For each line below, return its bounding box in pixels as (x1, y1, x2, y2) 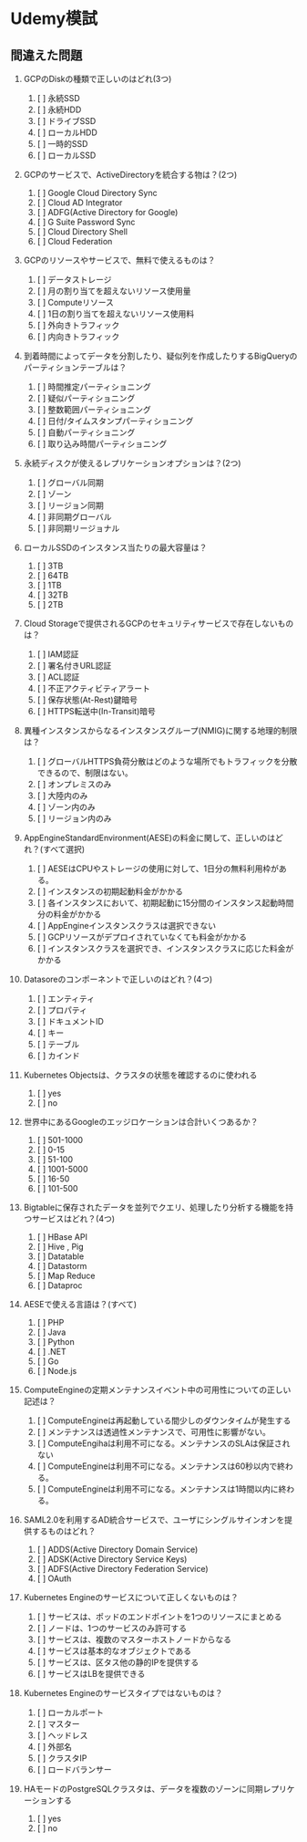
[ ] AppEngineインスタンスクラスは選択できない (36, 921, 217, 931)
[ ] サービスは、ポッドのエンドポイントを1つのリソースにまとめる (36, 1611, 282, 1622)
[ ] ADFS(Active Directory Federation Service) (36, 1564, 209, 1574)
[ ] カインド (36, 1050, 80, 1061)
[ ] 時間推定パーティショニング (36, 381, 151, 392)
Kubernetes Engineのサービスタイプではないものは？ (23, 1688, 223, 1698)
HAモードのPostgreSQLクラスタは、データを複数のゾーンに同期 (23, 1784, 263, 1794)
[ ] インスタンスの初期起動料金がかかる (36, 886, 184, 897)
